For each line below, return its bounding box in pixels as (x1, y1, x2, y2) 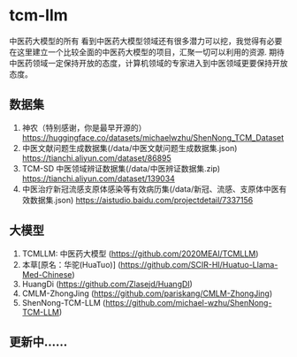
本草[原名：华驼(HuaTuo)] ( (21, 259, 121, 270)
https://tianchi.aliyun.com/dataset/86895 (21, 152, 172, 163)
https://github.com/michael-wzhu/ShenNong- (105, 297, 272, 308)
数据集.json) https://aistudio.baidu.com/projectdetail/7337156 (29, 194, 254, 205)
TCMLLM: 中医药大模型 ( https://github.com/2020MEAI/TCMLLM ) (21, 248, 259, 259)
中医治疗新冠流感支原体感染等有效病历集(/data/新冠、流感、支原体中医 (21, 183, 279, 194)
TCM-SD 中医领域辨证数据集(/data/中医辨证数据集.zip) (21, 163, 221, 173)
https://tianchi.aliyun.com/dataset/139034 (21, 173, 175, 184)
